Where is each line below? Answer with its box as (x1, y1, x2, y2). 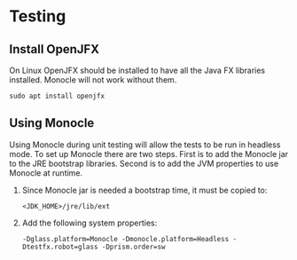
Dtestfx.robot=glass (21, 242, 98, 251)
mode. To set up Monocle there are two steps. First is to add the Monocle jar (9, 148, 289, 159)
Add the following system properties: (21, 217, 158, 228)
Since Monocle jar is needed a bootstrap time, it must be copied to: (21, 185, 268, 195)
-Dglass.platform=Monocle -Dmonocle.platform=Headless (21, 234, 230, 243)
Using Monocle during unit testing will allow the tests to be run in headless (9, 139, 281, 150)
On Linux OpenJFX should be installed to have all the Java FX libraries (9, 65, 266, 75)
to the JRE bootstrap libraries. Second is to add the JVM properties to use (9, 158, 279, 169)
